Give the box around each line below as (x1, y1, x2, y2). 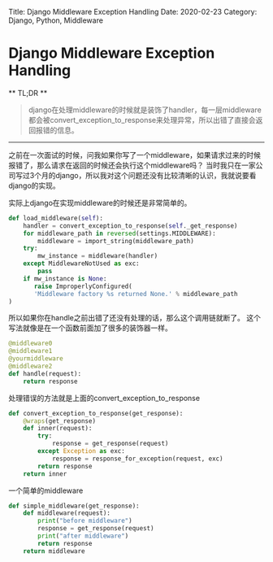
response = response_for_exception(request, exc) (51, 455, 223, 463)
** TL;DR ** (8, 88, 48, 98)
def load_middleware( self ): (8, 214, 104, 222)
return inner (23, 469, 67, 478)
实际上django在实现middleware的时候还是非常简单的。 (8, 198, 192, 207)
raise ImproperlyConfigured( (33, 282, 132, 290)
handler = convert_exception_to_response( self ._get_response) (23, 221, 238, 230)
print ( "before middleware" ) (37, 516, 132, 525)
